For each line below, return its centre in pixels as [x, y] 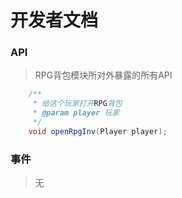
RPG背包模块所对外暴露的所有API [103, 75]
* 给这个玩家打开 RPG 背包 [77, 104]
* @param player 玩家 [76, 113]
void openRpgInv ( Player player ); [98, 131]
